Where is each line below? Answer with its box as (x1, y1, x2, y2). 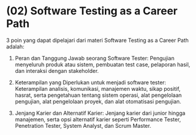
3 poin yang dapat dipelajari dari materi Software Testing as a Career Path (6, 36, 189, 44)
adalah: (6, 43, 25, 50)
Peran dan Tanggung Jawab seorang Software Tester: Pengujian (14, 54, 175, 62)
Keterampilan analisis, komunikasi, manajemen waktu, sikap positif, (14, 85, 181, 92)
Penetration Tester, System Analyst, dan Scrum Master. (14, 122, 152, 129)
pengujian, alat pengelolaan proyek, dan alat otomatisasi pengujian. (14, 97, 182, 105)
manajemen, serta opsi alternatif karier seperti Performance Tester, (14, 115, 181, 123)
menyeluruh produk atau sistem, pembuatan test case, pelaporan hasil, (14, 61, 191, 68)
